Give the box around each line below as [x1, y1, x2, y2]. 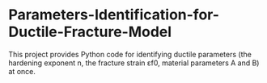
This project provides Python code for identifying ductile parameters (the [8, 49, 252, 59]
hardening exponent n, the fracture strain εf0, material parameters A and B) [8, 58, 260, 68]
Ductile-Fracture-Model [8, 23, 172, 41]
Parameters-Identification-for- [8, 6, 220, 24]
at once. [8, 66, 36, 76]
